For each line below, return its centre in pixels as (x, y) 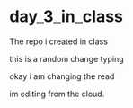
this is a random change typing (66, 58)
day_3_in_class (66, 17)
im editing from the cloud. (57, 94)
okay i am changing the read (62, 76)
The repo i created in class (58, 41)
